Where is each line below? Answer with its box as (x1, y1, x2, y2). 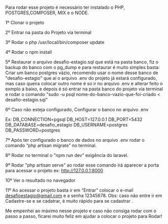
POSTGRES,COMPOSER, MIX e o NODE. (5, 10, 89, 16)
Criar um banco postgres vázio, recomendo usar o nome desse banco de (5, 70, 158, 76)
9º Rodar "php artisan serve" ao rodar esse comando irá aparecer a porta (5, 162, 159, 168)
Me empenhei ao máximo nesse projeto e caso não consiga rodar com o (5, 208, 156, 214)
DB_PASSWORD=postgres (5, 127, 60, 133)
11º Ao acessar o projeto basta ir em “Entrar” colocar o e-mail (5, 187, 133, 193)
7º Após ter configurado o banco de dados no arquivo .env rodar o (5, 137, 145, 143)
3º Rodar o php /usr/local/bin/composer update (5, 39, 105, 45)
